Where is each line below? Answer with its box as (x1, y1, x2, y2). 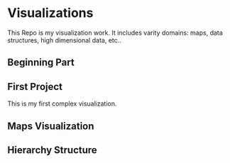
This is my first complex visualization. (7, 99, 117, 108)
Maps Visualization (7, 120, 94, 132)
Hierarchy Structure (7, 144, 97, 156)
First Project (7, 80, 62, 93)
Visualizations (7, 5, 94, 21)
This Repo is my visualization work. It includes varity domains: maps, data (7, 28, 224, 37)
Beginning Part (7, 57, 75, 69)
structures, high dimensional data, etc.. (7, 35, 122, 44)
